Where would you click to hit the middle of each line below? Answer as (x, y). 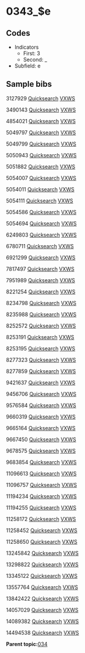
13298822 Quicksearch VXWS (42, 564)
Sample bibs (29, 84)
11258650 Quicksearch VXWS (42, 542)
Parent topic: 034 (27, 644)
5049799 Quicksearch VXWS (41, 144)
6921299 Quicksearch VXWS (41, 258)
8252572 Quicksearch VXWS (41, 326)
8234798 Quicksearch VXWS (41, 303)
